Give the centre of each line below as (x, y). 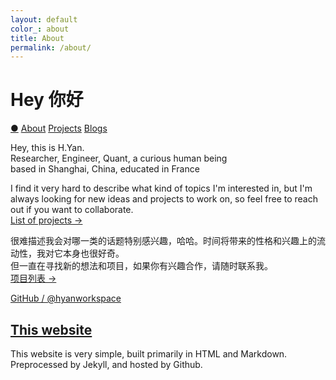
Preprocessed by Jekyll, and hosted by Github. (106, 364)
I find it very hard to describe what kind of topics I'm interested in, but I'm (161, 188)
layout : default (44, 19)
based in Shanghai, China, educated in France (105, 169)
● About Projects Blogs (59, 128)
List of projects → (46, 220)
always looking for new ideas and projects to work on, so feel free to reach (164, 199)
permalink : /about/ (51, 47)
